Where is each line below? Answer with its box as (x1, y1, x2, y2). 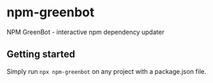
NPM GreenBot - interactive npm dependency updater (6, 28, 165, 36)
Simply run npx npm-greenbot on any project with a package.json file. (6, 67, 207, 75)
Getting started (6, 48, 76, 60)
